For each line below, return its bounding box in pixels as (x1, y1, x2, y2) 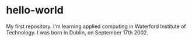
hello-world (6, 3, 64, 17)
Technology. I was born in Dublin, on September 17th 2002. (6, 29, 149, 36)
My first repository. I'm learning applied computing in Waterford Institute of (6, 23, 186, 30)
